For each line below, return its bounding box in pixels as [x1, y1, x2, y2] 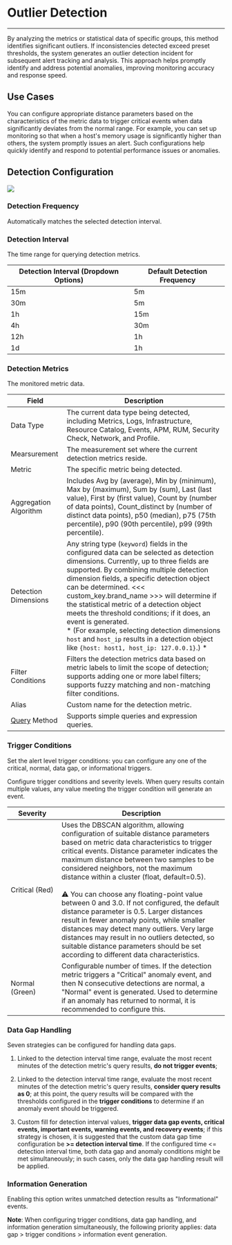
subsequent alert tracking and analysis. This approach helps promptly [7, 56, 206, 64]
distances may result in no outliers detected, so [61, 932, 215, 942]
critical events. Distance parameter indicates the [61, 846, 218, 855]
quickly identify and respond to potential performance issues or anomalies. [7, 146, 221, 154]
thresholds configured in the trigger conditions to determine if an [17, 1097, 204, 1105]
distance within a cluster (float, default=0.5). [61, 872, 206, 882]
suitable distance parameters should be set [61, 941, 202, 951]
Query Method [10, 716, 58, 725]
